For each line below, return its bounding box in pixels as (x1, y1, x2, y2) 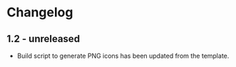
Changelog (6, 4, 73, 21)
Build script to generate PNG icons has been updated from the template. (16, 51, 230, 60)
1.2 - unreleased (6, 33, 80, 45)
